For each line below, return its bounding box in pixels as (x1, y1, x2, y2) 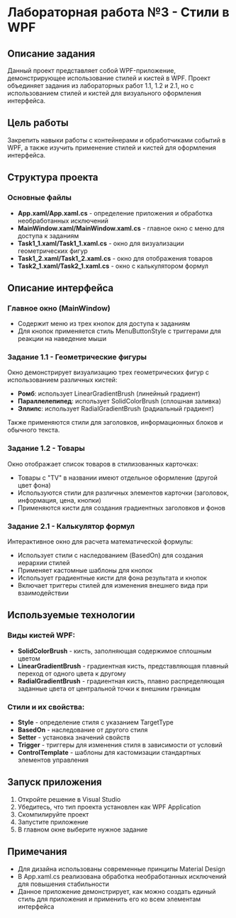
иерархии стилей (17, 559, 70, 567)
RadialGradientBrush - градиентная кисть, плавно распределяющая (17, 676, 225, 685)
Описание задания (7, 47, 96, 60)
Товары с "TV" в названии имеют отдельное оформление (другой (17, 473, 218, 482)
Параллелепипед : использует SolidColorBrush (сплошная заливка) (17, 397, 222, 405)
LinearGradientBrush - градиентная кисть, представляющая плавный (17, 661, 229, 670)
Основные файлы (7, 193, 72, 203)
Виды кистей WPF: (7, 630, 76, 640)
